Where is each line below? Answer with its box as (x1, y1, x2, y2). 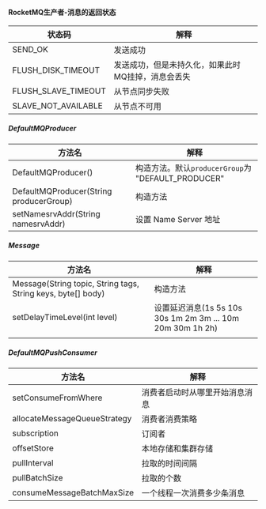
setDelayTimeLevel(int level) (12, 312, 118, 323)
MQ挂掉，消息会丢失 (113, 71, 192, 82)
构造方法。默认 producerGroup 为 (135, 163, 252, 174)
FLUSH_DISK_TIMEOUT (12, 65, 101, 76)
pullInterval (12, 458, 54, 469)
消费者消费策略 (141, 413, 198, 424)
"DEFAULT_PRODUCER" (135, 173, 225, 184)
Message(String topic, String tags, (12, 278, 140, 289)
